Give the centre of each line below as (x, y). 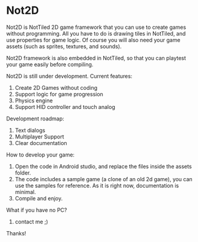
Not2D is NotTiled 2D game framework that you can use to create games (96, 27)
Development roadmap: (35, 119)
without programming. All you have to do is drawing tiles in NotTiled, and (96, 33)
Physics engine (34, 101)
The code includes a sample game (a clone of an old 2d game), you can (104, 179)
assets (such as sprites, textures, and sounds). (64, 46)
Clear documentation (41, 143)
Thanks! (16, 233)
